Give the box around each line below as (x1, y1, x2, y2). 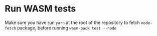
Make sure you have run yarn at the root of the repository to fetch (5, 19, 140, 25)
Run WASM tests (5, 3, 76, 14)
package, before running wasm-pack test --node (17, 24, 117, 30)
